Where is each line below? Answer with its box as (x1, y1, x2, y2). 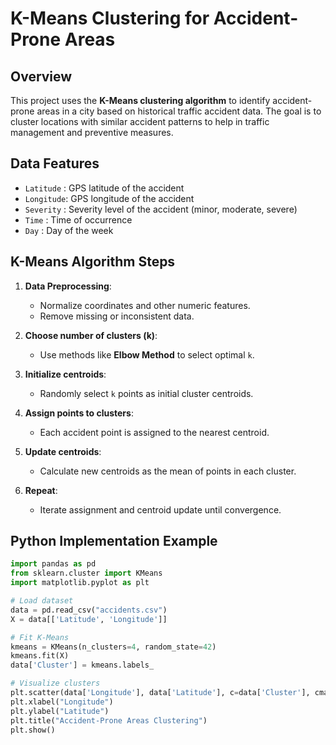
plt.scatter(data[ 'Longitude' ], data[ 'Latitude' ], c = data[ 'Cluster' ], (10, 688, 311, 698)
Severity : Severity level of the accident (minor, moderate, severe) (24, 203, 298, 215)
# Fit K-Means (10, 632, 70, 642)
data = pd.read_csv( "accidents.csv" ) (10, 605, 168, 615)
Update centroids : (24, 445, 102, 457)
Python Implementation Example (10, 533, 218, 550)
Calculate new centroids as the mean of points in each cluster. (39, 465, 297, 477)
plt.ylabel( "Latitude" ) (10, 706, 110, 716)
